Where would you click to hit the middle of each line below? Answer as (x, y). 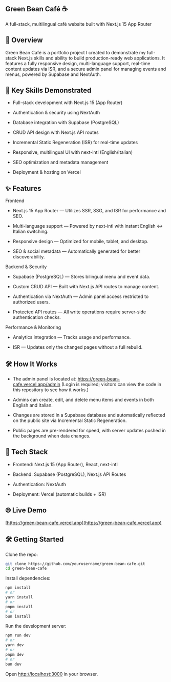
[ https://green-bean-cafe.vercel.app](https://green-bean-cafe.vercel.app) (84, 523)
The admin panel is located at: (45, 379)
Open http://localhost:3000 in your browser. (52, 674)
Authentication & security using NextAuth (56, 113)
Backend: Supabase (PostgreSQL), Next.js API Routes (69, 474)
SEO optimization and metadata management (60, 162)
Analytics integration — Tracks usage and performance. (72, 337)
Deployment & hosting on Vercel (47, 172)
